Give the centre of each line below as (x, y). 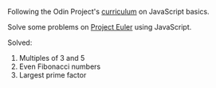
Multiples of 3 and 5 (52, 58)
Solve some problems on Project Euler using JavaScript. (100, 27)
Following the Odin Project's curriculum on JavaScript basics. (108, 12)
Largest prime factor (53, 75)
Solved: (20, 42)
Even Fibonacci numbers (60, 66)
